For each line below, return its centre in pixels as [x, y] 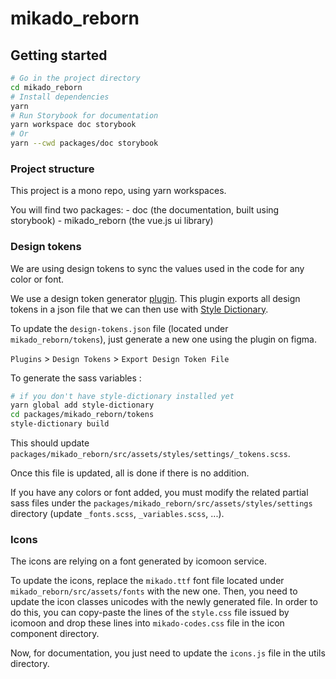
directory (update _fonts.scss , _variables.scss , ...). [117, 514]
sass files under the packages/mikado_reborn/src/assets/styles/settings [161, 503]
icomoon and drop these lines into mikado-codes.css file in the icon [147, 623]
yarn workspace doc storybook [73, 125]
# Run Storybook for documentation [84, 115]
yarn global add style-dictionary [82, 405]
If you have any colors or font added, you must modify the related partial [159, 493]
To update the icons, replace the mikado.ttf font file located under [147, 581]
